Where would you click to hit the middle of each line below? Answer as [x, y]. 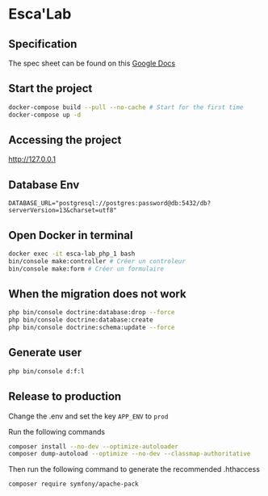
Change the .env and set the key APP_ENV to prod [88, 416]
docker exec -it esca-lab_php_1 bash [72, 254]
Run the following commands [57, 431]
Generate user [45, 353]
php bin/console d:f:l [46, 371]
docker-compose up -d [45, 115]
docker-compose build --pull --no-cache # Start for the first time [126, 107]
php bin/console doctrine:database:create [81, 320]
